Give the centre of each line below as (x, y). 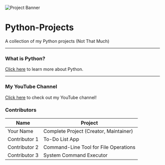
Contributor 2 (23, 147)
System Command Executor (76, 155)
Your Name (20, 131)
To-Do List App (61, 139)
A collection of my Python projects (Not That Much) (57, 41)
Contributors (21, 110)
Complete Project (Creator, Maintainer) (88, 131)
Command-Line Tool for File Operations (90, 147)
